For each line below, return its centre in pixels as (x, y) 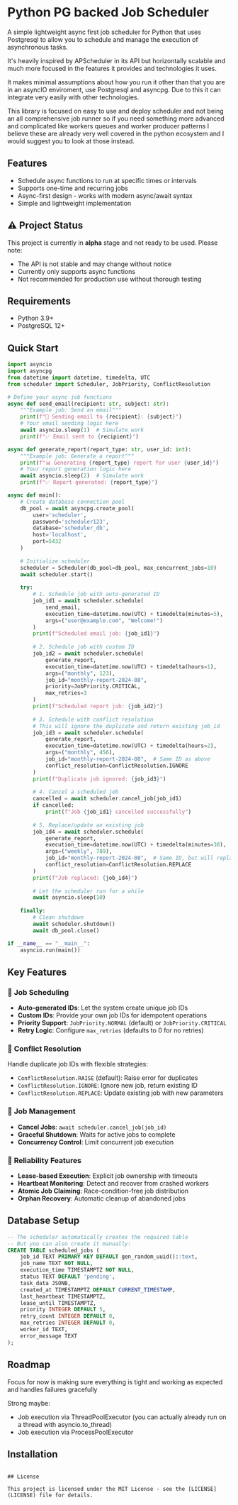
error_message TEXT (49, 1336)
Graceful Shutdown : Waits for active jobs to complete (96, 1134)
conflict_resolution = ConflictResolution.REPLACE (118, 865)
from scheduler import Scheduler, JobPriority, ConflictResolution (109, 384)
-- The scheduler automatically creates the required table (98, 1237)
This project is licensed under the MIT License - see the (96, 1489)
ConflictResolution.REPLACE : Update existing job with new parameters (120, 1093)
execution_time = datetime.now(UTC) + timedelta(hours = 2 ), (131, 746)
